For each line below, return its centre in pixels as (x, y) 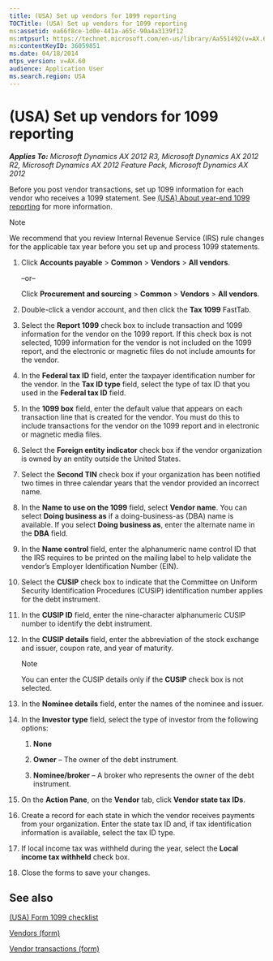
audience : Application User (57, 69)
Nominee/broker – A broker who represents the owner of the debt (143, 775)
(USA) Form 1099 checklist (54, 917)
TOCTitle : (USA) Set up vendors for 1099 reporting (98, 24)
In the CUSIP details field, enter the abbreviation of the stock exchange (140, 639)
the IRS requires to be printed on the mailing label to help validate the (136, 558)
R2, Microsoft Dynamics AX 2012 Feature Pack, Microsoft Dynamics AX (129, 165)
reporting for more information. (61, 206)
